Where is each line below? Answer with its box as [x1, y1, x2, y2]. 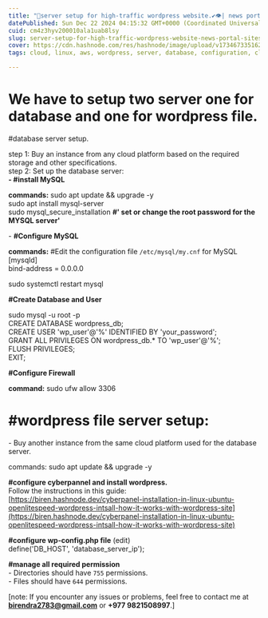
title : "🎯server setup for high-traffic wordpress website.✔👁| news [8, 11, 243, 20]
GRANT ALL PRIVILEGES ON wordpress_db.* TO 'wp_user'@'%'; [8, 335, 221, 345]
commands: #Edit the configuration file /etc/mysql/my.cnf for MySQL [8, 246, 238, 256]
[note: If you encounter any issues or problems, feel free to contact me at [8, 592, 249, 601]
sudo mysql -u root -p [8, 309, 81, 320]
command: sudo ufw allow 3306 [8, 383, 116, 393]
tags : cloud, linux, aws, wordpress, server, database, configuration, [8, 49, 251, 57]
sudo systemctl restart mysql [8, 279, 104, 289]
